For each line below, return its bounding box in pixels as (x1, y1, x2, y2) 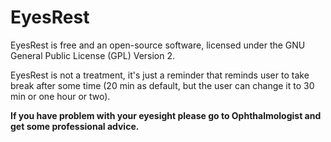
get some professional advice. (10, 120, 140, 132)
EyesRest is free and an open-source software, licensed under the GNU (10, 39, 306, 51)
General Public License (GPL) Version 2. (10, 49, 176, 61)
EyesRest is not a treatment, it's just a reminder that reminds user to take (10, 69, 310, 81)
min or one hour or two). (10, 90, 111, 102)
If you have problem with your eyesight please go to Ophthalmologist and (10, 109, 322, 121)
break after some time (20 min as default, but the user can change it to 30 (10, 79, 315, 91)
